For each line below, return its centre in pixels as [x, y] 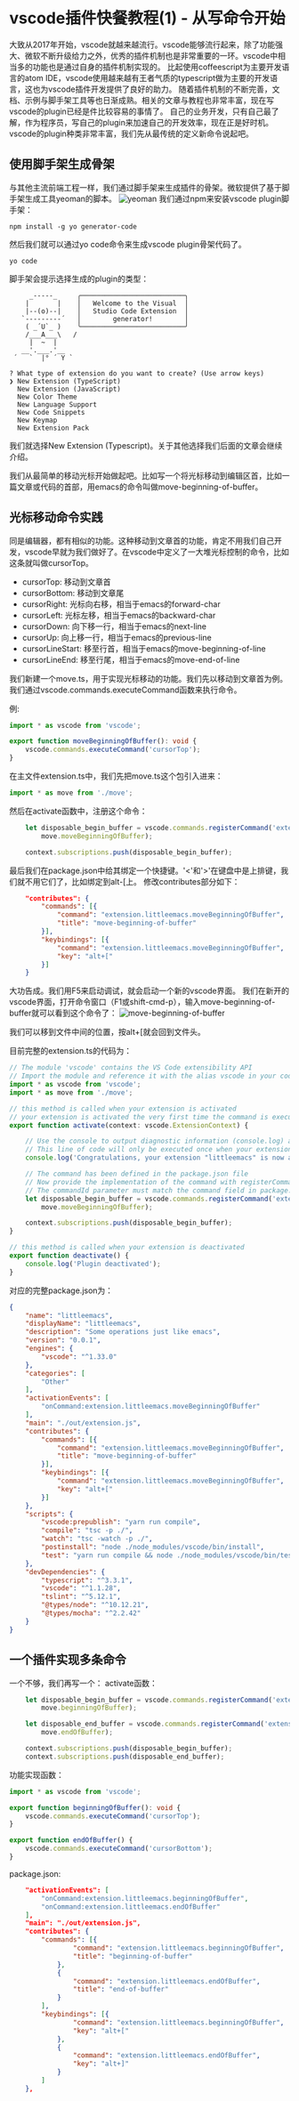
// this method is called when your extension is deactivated [127, 1248]
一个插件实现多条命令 [68, 1660]
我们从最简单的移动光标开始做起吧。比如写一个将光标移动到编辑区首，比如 [145, 475]
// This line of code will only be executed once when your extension [159, 1150]
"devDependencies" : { [65, 1572]
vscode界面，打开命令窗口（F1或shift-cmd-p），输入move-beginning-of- [142, 1002]
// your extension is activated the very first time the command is [139, 1117]
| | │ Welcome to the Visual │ [107, 303]
